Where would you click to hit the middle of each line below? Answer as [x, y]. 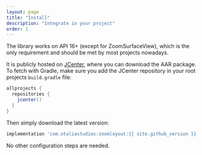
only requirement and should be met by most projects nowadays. [87, 53]
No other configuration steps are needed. [58, 145]
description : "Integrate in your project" [61, 23]
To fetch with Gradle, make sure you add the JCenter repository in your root [101, 71]
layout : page [23, 12]
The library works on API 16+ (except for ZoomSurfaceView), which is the [98, 46]
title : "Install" [28, 18]
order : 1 [17, 29]
